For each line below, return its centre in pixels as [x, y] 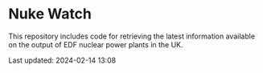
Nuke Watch [50, 14]
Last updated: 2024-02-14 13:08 [62, 60]
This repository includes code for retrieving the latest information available [132, 36]
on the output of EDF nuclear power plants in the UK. [96, 44]
